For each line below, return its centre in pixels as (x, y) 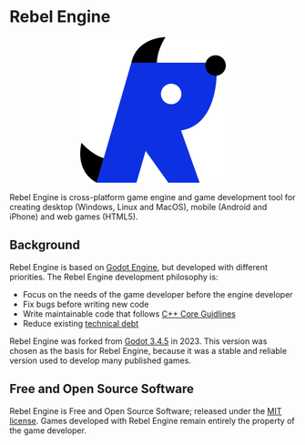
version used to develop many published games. (100, 360)
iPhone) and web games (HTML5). (74, 217)
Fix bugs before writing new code (86, 304)
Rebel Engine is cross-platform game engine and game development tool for (152, 197)
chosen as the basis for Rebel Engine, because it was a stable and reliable (148, 350)
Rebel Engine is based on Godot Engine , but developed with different (139, 267)
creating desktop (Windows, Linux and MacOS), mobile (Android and (138, 207)
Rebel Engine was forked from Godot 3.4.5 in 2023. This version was (138, 341)
